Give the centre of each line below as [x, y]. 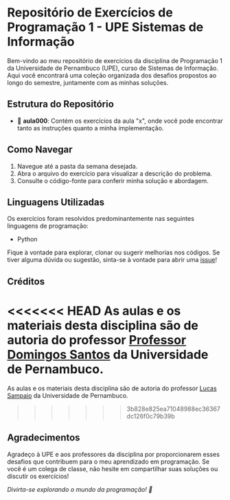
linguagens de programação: [48, 226]
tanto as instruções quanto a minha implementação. [90, 128]
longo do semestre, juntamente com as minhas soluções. [88, 82]
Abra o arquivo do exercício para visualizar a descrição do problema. [115, 174]
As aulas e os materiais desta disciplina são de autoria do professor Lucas [112, 388]
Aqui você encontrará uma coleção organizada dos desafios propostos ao [112, 75]
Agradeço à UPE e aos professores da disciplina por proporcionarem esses [113, 454]
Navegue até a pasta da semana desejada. [77, 166]
